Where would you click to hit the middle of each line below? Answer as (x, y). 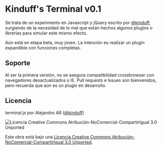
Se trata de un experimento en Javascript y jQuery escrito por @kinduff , (78, 23)
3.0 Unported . (79, 142)
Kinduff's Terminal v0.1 (53, 9)
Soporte (18, 63)
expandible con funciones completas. (43, 48)
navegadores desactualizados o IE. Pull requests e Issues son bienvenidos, (81, 80)
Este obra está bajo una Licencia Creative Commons (58, 137)
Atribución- (123, 137)
